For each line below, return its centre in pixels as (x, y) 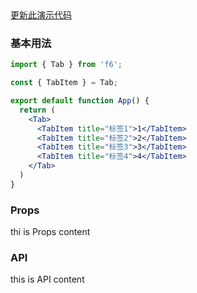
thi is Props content (50, 232)
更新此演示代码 (41, 15)
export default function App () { (80, 101)
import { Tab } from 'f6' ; (66, 65)
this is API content (47, 279)
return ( (37, 110)
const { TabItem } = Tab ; (64, 83)
